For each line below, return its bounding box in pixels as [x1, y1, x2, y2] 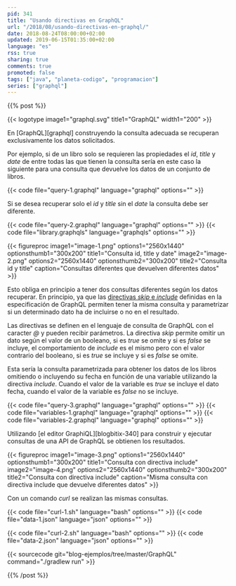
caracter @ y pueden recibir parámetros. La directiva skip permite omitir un [7, 329, 225, 338]
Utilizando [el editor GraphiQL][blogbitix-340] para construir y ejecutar [7, 430, 212, 438]
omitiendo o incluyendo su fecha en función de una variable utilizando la [7, 372, 218, 381]
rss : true [7, 50, 37, 57]
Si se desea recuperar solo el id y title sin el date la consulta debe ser [7, 200, 209, 208]
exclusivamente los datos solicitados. [7, 136, 116, 145]
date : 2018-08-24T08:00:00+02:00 [7, 30, 105, 37]
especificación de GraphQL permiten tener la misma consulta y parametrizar [7, 300, 229, 309]
